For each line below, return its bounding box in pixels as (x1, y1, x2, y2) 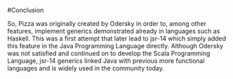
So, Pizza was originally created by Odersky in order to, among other (7, 20, 207, 27)
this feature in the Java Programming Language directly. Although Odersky (7, 42, 224, 50)
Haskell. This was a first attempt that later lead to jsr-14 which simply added (7, 34, 227, 43)
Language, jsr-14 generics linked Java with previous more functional (7, 57, 205, 65)
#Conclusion (7, 6, 44, 14)
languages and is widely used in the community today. (7, 64, 165, 72)
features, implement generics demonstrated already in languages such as (7, 27, 220, 35)
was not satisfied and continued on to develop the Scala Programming (7, 49, 211, 57)
